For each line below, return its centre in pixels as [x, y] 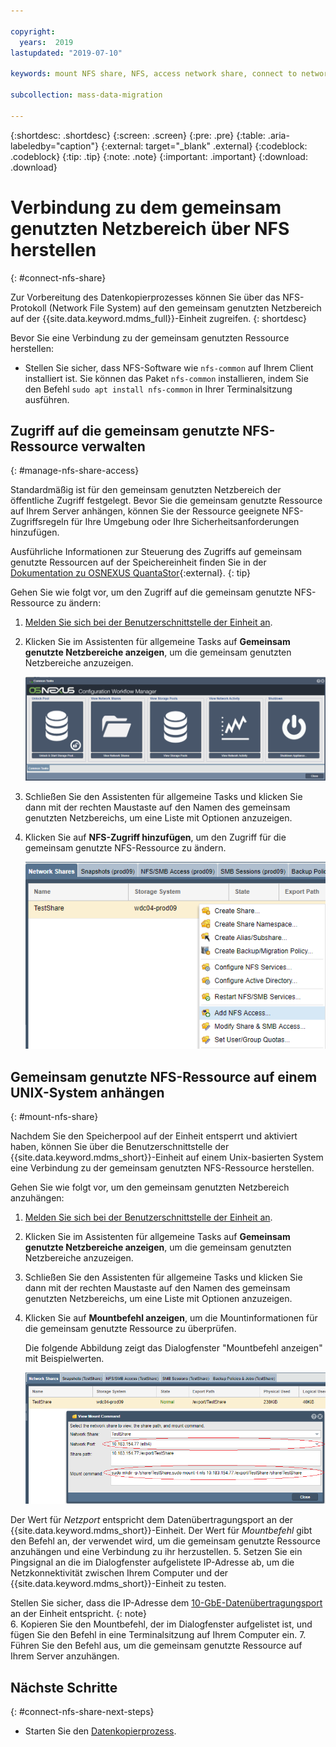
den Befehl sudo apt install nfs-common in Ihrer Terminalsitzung [158, 389]
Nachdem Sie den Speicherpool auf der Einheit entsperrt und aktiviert [154, 1136]
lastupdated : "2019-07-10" [66, 53]
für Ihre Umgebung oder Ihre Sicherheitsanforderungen [185, 522]
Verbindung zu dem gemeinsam [146, 207]
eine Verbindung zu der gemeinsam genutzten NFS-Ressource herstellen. [162, 1168]
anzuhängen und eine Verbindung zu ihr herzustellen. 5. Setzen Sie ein [156, 1552]
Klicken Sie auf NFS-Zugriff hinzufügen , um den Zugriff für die [155, 837]
